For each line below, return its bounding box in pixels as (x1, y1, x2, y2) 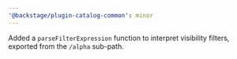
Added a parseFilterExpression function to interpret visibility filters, (8, 33, 230, 42)
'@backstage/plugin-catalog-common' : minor (8, 11, 154, 20)
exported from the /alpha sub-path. (8, 41, 124, 51)
